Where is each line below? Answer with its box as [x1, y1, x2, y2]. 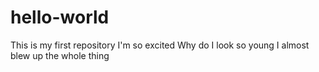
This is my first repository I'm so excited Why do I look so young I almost [10, 39, 310, 51]
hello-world [10, 6, 110, 29]
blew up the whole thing [10, 49, 110, 61]
